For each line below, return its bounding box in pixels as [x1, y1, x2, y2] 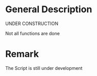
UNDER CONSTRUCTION [5, 20, 59, 27]
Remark [5, 48, 39, 60]
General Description [5, 4, 92, 15]
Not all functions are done [5, 30, 60, 36]
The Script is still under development [5, 65, 83, 71]
